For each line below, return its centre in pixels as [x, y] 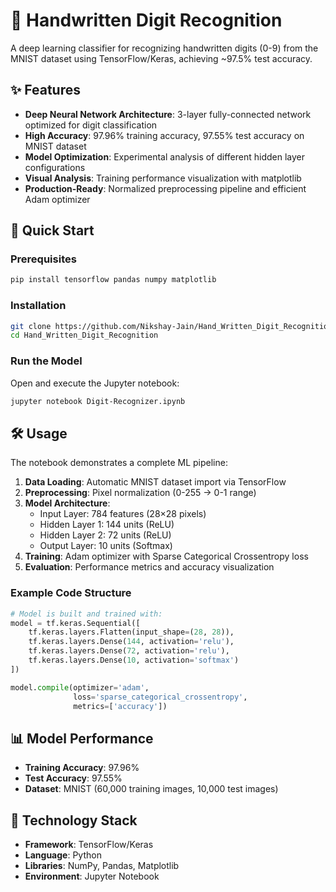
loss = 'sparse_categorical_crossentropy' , [160, 697]
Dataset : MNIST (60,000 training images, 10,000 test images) [151, 789]
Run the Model [46, 361]
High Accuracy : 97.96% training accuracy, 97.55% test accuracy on [164, 135]
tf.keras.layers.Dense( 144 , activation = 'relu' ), [131, 642]
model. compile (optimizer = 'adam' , [80, 687]
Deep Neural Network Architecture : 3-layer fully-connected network [168, 114]
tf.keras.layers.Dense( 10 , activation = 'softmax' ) [134, 660]
